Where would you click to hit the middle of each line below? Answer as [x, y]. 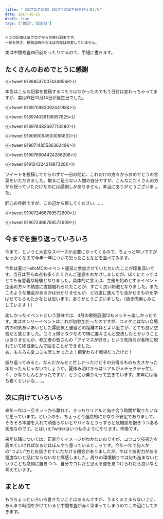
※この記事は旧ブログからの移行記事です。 [41, 38]
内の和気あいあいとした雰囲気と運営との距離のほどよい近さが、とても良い [80, 327]
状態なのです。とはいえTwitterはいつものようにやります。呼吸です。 [73, 429]
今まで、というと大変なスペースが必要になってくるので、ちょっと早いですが [81, 251]
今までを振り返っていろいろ [46, 239]
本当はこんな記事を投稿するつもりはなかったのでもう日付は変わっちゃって [79, 91]
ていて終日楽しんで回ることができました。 [52, 346]
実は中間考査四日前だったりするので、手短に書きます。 [60, 52]
